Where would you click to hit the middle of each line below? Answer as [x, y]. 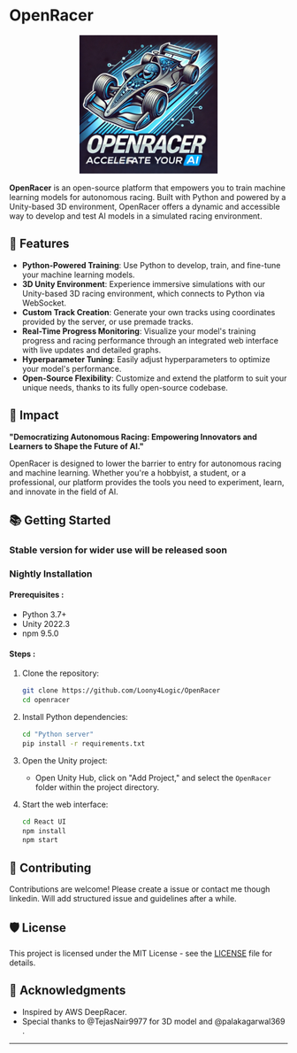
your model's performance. [72, 368]
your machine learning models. [78, 275]
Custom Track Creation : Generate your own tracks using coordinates [148, 312]
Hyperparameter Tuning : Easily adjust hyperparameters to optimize [146, 359]
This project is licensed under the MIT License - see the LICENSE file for [141, 953]
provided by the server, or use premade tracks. [108, 321]
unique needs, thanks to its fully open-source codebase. [125, 387]
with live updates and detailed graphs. [91, 350]
